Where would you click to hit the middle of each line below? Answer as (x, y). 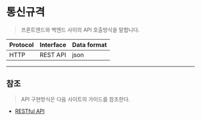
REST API (53, 55)
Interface (53, 45)
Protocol (22, 45)
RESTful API (30, 111)
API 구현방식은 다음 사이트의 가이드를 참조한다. (75, 99)
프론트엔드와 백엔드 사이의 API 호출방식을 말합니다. (80, 30)
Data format (89, 45)
